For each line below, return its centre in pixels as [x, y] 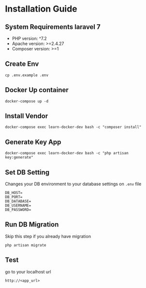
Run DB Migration [32, 225]
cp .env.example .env [27, 75]
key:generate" [19, 158]
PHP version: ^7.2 [29, 38]
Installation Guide [41, 9]
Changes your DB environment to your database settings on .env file [73, 184]
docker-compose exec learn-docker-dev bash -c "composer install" [73, 127]
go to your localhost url [28, 272]
